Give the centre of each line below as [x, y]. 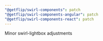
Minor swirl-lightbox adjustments [39, 33]
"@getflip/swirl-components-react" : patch [49, 19]
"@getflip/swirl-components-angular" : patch [51, 14]
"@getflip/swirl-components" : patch [43, 10]
